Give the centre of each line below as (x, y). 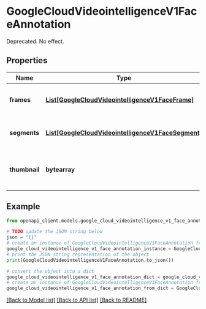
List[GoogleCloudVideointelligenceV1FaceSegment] (124, 132)
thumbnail (25, 169)
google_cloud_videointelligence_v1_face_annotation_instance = (89, 249)
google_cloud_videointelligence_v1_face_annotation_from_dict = (90, 288)
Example (23, 207)
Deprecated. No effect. (35, 41)
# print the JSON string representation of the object (78, 254)
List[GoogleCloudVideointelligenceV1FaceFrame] (120, 99)
